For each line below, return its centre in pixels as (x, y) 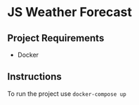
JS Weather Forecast (69, 12)
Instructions (34, 77)
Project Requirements (56, 38)
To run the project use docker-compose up (67, 93)
